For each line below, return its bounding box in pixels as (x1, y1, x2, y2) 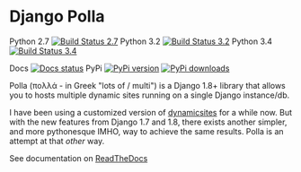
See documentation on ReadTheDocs (9, 152, 148, 163)
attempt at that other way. (9, 135, 105, 146)
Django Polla (9, 6, 105, 27)
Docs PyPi (9, 63, 102, 73)
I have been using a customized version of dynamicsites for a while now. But (9, 107, 293, 117)
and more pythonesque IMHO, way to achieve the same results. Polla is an (9, 125, 285, 136)
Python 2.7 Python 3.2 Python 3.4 (9, 36, 272, 47)
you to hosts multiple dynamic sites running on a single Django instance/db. (9, 90, 290, 100)
